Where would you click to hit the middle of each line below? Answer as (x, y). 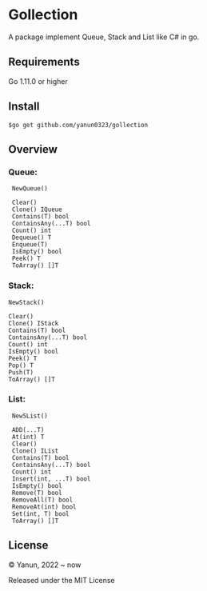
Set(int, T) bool (40, 513)
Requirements (44, 62)
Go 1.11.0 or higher (38, 81)
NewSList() (30, 416)
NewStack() (26, 302)
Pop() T (21, 365)
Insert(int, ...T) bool (51, 479)
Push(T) (21, 372)
